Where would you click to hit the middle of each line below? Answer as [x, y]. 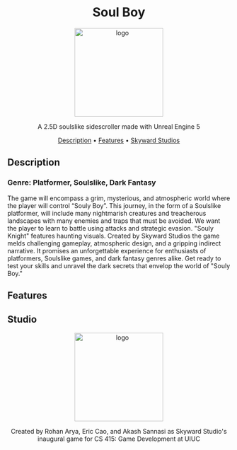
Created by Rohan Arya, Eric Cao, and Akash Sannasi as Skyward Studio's [119, 431]
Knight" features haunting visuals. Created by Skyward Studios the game [114, 236]
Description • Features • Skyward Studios [119, 140]
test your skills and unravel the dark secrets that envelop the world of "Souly [119, 265]
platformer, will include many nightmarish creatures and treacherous [107, 213]
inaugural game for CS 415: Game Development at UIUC [119, 439]
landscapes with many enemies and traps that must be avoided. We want [114, 221]
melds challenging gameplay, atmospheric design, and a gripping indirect [114, 243]
